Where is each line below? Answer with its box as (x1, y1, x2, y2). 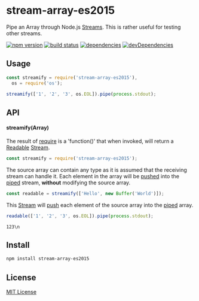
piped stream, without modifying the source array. (6, 179, 131, 186)
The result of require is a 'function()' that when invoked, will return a (6, 137, 174, 144)
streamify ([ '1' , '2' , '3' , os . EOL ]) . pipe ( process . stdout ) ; (6, 91, 157, 97)
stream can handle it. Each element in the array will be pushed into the (6, 172, 179, 180)
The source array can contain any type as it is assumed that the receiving (6, 166, 187, 174)
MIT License (6, 288, 37, 296)
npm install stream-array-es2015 (6, 256, 90, 262)
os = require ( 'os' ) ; (11, 80, 63, 86)
